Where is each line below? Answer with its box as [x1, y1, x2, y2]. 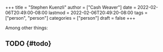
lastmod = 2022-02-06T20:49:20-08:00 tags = [48, 10, 148, 16]
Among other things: [5, 25, 48, 31]
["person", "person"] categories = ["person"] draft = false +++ [5, 15, 136, 21]
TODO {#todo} [5, 39, 52, 48]
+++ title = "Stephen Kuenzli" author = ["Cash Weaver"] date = [5, 5, 137, 10]
